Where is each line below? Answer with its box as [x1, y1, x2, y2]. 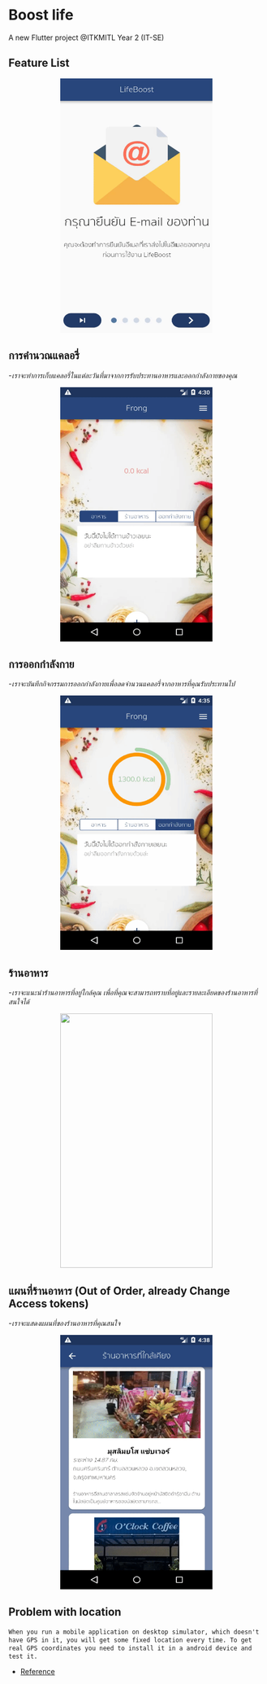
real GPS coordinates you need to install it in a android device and [8, 1644, 252, 1652]
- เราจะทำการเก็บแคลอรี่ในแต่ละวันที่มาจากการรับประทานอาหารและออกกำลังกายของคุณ [8, 370, 238, 380]
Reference [19, 1666, 55, 1676]
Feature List [8, 56, 70, 70]
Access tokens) [8, 1297, 89, 1310]
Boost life [8, 6, 74, 24]
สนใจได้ [8, 997, 30, 1007]
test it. [8, 1652, 38, 1660]
